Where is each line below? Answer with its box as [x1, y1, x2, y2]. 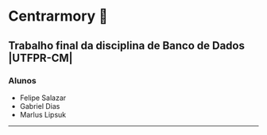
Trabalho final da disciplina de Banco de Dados [8, 39, 245, 52]
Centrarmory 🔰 [8, 7, 109, 25]
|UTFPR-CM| [8, 51, 73, 64]
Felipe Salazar [19, 93, 67, 102]
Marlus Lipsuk [19, 110, 67, 119]
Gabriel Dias [19, 101, 60, 110]
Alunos [8, 75, 37, 86]
